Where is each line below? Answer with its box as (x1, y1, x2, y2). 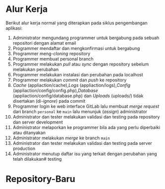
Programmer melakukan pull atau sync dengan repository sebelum (12, 61, 149, 67)
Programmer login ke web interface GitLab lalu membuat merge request (12, 103, 160, 109)
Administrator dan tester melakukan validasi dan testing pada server (12, 140, 153, 146)
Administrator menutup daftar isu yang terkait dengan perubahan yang (12, 150, 158, 157)
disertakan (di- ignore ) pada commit (12, 98, 86, 104)
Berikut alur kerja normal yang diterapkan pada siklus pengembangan (5, 20, 148, 26)
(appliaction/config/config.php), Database (12, 87, 98, 93)
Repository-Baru (5, 174, 76, 185)
